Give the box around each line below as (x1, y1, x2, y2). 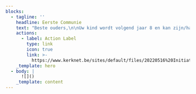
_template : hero (16, 62, 56, 69)
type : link (26, 41, 53, 47)
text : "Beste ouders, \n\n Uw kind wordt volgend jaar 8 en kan (16, 25, 171, 31)
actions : (16, 30, 37, 36)
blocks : (5, 8, 25, 15)
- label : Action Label (20, 36, 77, 41)
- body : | (11, 68, 35, 74)
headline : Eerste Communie (16, 19, 82, 25)
